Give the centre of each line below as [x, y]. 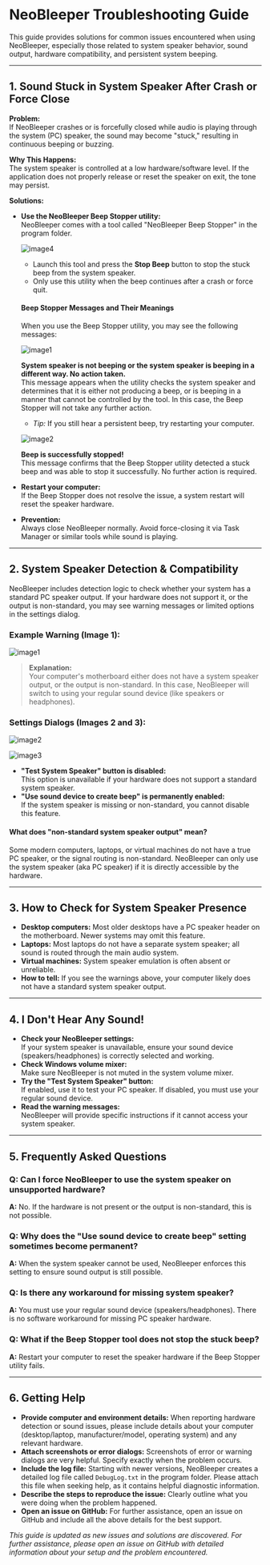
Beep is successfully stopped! [72, 454]
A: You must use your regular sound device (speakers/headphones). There [133, 1310]
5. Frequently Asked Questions [88, 1156]
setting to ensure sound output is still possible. [86, 1272]
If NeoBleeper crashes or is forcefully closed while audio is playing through [133, 127]
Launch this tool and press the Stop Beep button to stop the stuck [141, 264]
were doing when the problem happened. [89, 1503]
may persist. [30, 185]
